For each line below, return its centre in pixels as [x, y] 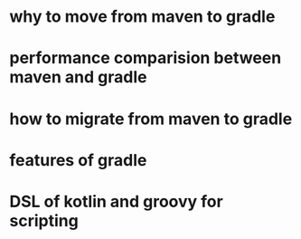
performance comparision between [146, 58]
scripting [44, 220]
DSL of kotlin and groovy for [116, 201]
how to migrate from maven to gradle [151, 119]
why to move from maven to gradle [142, 17]
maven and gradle [78, 77]
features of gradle [78, 160]
